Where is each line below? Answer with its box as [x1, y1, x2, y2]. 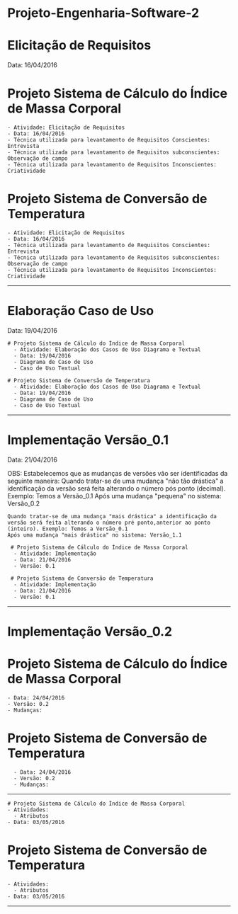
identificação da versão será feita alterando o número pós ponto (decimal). [7, 484, 226, 493]
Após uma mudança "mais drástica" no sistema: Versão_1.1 [7, 531, 182, 539]
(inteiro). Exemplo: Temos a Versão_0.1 [7, 525, 129, 532]
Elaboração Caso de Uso [7, 303, 154, 319]
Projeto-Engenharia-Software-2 [7, 5, 200, 21]
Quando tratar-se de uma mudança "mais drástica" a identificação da [7, 513, 217, 520]
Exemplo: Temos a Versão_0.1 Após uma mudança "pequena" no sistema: [7, 491, 222, 500]
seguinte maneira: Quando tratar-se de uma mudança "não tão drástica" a [7, 476, 224, 485]
